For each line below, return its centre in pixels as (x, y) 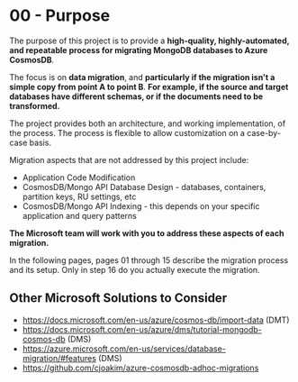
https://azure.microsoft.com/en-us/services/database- (124, 349)
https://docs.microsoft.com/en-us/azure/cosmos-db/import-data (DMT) (156, 320)
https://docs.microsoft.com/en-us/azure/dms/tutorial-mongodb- (142, 329)
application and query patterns (80, 215)
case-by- (264, 132)
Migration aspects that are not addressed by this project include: (129, 159)
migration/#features (59, 358)
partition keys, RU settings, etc (79, 196)
